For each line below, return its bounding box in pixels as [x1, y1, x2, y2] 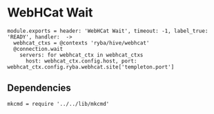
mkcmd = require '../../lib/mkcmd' [7, 100, 110, 107]
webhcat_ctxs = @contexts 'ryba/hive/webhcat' [13, 39, 150, 46]
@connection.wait [13, 45, 64, 52]
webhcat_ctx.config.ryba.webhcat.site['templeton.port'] [7, 63, 175, 70]
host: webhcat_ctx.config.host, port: [25, 57, 137, 65]
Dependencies [7, 82, 71, 94]
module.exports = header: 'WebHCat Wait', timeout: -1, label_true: [7, 27, 208, 34]
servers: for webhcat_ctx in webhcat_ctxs [19, 52, 144, 58]
